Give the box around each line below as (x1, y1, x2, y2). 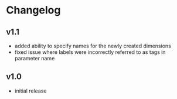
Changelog (6, 4, 61, 17)
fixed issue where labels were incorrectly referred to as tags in (14, 49, 166, 56)
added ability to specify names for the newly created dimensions (14, 42, 171, 49)
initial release (14, 87, 47, 94)
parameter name (14, 55, 55, 62)
